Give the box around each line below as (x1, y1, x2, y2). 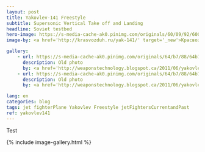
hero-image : (6, 32, 37, 38)
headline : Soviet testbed (6, 26, 72, 32)
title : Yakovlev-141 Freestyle (6, 15, 86, 21)
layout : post (6, 9, 40, 15)
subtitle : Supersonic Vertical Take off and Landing (6, 20, 143, 26)
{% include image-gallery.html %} (6, 138, 92, 146)
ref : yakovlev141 (6, 110, 51, 116)
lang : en (6, 93, 29, 99)
